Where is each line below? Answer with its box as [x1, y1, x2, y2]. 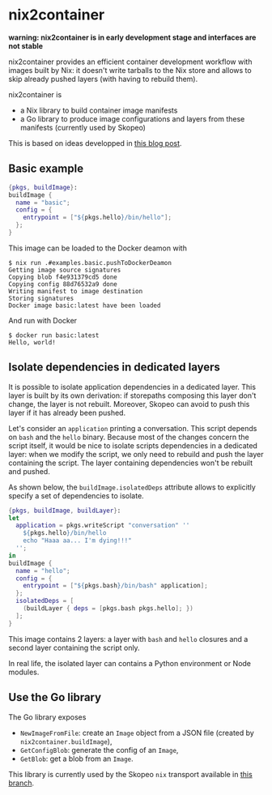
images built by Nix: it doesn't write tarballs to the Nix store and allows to [8, 65, 253, 75]
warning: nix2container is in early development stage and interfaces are [8, 32, 257, 42]
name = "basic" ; [15, 199, 70, 207]
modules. [8, 667, 40, 677]
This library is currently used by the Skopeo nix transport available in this [8, 769, 253, 779]
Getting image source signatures [8, 266, 121, 274]
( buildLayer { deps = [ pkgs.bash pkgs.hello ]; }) [23, 605, 194, 613]
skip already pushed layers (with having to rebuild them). [8, 74, 198, 83]
